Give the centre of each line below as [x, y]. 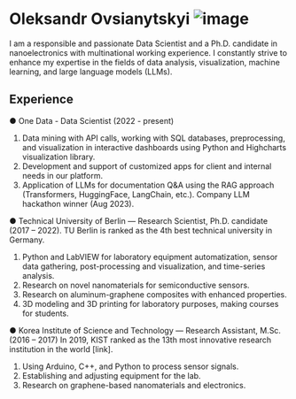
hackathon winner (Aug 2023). [78, 203]
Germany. [27, 240]
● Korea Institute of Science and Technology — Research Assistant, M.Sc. [145, 330]
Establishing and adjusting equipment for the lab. [111, 375]
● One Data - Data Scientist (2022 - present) [92, 120]
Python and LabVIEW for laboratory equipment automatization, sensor [150, 257]
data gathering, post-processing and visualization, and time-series [144, 266]
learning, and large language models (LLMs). [91, 72]
